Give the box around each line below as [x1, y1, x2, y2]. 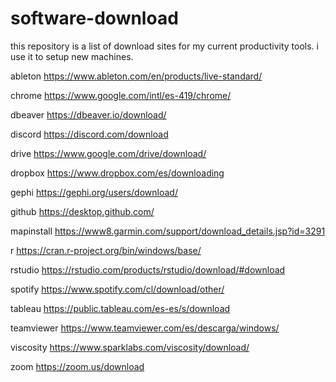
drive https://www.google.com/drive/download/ [10, 147, 207, 159]
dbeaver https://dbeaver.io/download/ [10, 108, 167, 121]
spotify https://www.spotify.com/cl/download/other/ [10, 283, 225, 295]
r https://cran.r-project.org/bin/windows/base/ [10, 244, 202, 256]
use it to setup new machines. [10, 50, 134, 62]
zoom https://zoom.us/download [10, 360, 145, 372]
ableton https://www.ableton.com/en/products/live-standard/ [10, 70, 263, 82]
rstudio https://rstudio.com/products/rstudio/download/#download [10, 263, 286, 276]
